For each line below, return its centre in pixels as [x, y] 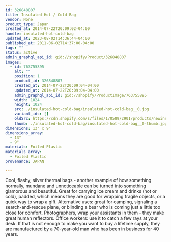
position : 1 [27, 76]
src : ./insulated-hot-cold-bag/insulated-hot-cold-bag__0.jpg [82, 109]
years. [12, 234]
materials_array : [24, 152]
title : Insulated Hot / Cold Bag [41, 15]
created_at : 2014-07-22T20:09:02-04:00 [48, 29]
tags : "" [15, 48]
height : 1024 [28, 105]
